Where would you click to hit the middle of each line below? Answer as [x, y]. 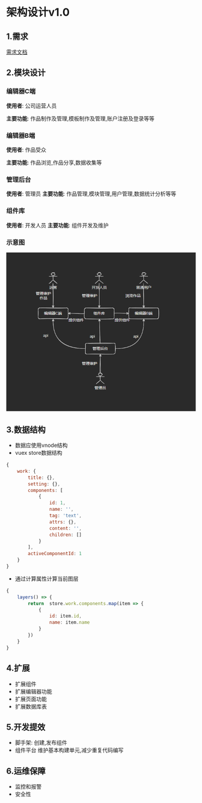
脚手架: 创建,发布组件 [41, 743]
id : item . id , [66, 616]
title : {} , [41, 478]
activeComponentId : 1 [55, 554]
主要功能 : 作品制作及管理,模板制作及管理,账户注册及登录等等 [81, 118]
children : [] [66, 535]
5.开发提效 [26, 727]
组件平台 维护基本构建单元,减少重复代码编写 [69, 750]
